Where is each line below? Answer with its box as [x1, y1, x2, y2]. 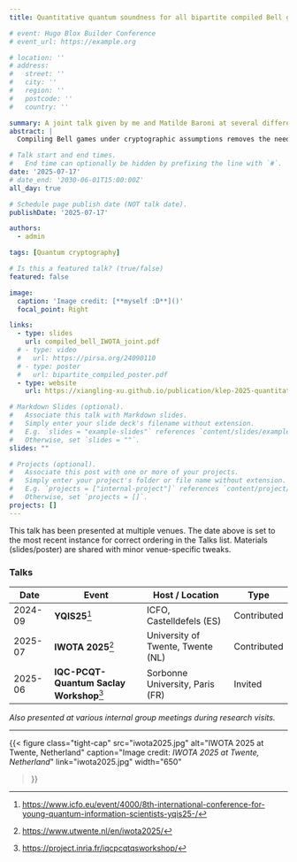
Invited [233, 678, 263, 690]
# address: [9, 61, 49, 71]
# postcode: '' [9, 94, 73, 103]
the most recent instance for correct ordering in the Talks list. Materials [9, 535, 268, 545]
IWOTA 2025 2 [54, 639, 115, 653]
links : [9, 320, 34, 330]
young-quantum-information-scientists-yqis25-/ [21, 809, 199, 820]
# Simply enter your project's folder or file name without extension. [9, 476, 287, 485]
